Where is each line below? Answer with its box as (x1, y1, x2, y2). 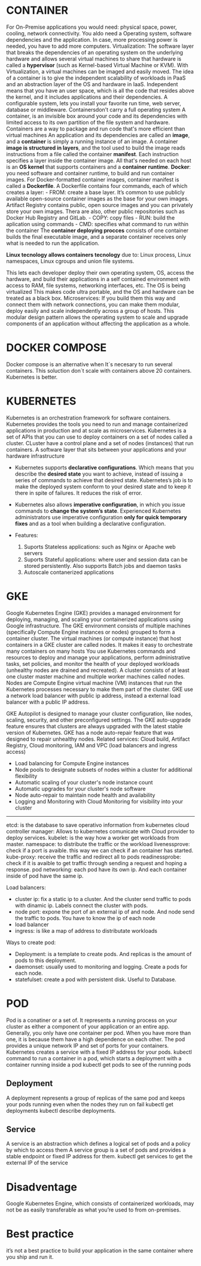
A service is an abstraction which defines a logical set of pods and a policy (6, 1140, 191, 1148)
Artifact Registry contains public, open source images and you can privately (6, 201, 193, 208)
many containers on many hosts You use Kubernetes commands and (6, 647, 176, 655)
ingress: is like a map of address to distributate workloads (14, 927, 157, 934)
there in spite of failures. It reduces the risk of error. (14, 489, 142, 497)
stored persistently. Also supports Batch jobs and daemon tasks (23, 562, 181, 569)
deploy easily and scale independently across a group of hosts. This (6, 307, 175, 314)
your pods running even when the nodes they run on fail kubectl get (6, 1100, 173, 1107)
